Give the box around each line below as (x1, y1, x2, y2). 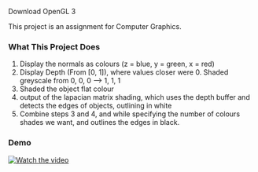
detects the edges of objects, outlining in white (19, 101, 172, 111)
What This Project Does (8, 41, 101, 52)
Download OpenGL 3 (8, 7, 76, 16)
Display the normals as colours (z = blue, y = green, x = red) (19, 59, 215, 69)
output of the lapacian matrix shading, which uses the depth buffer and (19, 93, 250, 102)
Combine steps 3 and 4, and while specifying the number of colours (19, 109, 241, 119)
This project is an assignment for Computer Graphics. (8, 22, 182, 31)
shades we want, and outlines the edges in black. (19, 118, 180, 127)
